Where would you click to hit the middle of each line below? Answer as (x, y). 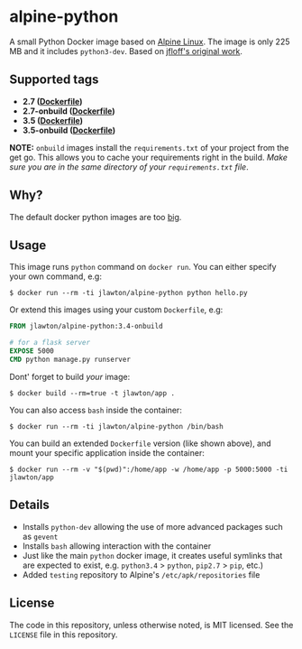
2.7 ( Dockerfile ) (52, 101)
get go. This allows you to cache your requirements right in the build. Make (149, 157)
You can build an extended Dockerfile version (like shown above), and (141, 443)
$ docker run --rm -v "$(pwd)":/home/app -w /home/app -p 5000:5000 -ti (149, 469)
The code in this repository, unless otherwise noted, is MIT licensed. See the (151, 625)
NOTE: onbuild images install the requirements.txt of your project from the (149, 147)
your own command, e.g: (55, 276)
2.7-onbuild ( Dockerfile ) (69, 111)
